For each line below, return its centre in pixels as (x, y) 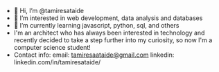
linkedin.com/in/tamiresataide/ (57, 62)
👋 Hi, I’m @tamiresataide (49, 11)
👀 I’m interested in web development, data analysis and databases (108, 18)
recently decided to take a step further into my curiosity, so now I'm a (113, 40)
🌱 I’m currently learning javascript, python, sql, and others (96, 25)
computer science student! (52, 47)
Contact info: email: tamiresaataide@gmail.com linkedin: (94, 55)
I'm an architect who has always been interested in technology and (109, 33)
